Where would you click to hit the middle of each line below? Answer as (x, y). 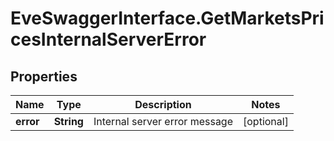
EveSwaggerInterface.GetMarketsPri (167, 18)
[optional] (266, 121)
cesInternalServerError (108, 39)
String (68, 121)
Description (163, 104)
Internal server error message (163, 121)
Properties (44, 76)
